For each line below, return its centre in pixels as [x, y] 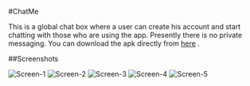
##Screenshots [33, 59]
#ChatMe [23, 11]
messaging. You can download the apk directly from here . [104, 43]
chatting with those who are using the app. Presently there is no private [125, 35]
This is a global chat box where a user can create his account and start [125, 26]
